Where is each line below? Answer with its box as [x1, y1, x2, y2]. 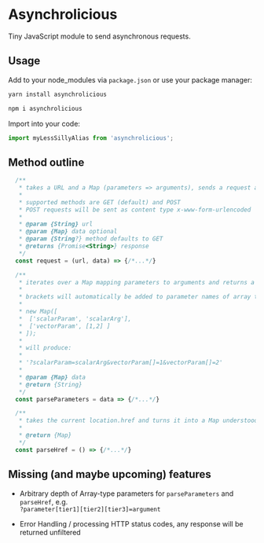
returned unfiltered [19, 527, 81, 537]
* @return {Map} [18, 431, 72, 439]
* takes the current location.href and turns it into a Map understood [18, 416, 258, 425]
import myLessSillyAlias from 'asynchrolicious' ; [8, 134, 174, 142]
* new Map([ [18, 308, 58, 316]
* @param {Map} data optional [18, 228, 118, 236]
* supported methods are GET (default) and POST [18, 198, 181, 206]
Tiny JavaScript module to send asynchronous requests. [8, 31, 191, 41]
